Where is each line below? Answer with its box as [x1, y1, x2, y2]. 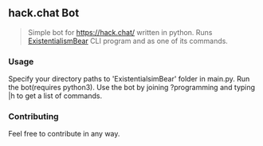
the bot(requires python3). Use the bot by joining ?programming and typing [8, 83, 256, 93]
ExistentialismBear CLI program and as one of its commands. [27, 36, 229, 45]
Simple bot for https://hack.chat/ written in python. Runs [27, 27, 213, 37]
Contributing [8, 111, 59, 122]
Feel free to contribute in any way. [8, 129, 120, 139]
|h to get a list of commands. [8, 91, 102, 101]
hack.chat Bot [8, 6, 80, 20]
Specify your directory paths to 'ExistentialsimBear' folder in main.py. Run [8, 74, 250, 84]
